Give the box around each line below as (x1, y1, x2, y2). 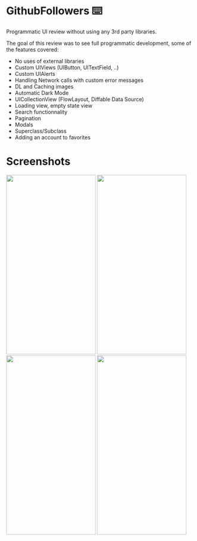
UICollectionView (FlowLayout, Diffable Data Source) (14, 96, 144, 103)
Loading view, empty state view (14, 102, 93, 109)
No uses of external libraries (14, 57, 85, 65)
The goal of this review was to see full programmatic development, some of (6, 39, 192, 47)
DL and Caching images (14, 82, 74, 90)
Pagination (14, 114, 42, 122)
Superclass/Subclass (14, 127, 67, 135)
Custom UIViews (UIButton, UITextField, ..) (14, 63, 119, 71)
